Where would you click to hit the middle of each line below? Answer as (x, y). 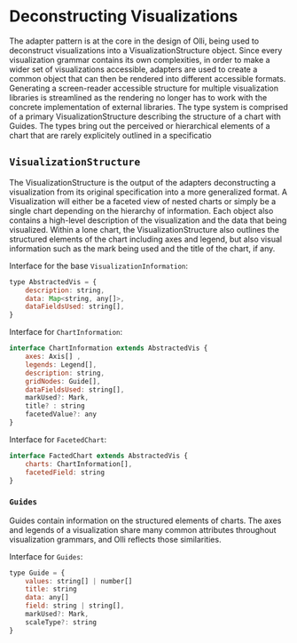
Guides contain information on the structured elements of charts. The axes (145, 520)
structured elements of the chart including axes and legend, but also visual (145, 239)
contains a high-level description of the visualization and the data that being (148, 220)
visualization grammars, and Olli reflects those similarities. (115, 539)
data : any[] (47, 598)
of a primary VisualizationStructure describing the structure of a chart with (145, 116)
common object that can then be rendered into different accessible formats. (148, 78)
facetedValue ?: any (61, 415)
